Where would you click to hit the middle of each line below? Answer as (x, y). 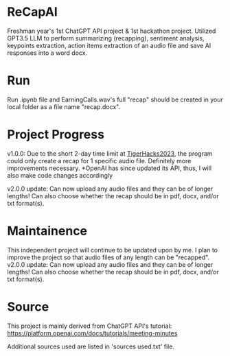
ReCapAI (33, 12)
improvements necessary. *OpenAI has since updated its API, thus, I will (109, 168)
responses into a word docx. (47, 53)
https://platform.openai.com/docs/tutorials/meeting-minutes (92, 333)
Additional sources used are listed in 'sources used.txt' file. (91, 346)
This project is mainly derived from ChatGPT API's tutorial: (90, 326)
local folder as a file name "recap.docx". (64, 106)
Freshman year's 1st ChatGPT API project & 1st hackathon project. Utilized (112, 31)
